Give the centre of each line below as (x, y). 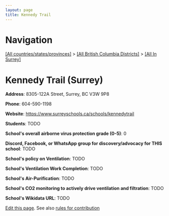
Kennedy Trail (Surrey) (54, 80)
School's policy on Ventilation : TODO (45, 159)
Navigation (29, 40)
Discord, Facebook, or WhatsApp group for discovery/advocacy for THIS (84, 144)
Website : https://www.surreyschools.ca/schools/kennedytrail (70, 114)
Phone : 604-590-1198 (29, 104)
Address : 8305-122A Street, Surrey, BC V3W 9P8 (57, 94)
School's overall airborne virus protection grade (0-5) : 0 (66, 133)
